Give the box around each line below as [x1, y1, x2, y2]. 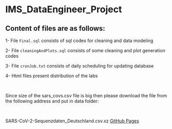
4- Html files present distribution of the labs [5, 73, 98, 79]
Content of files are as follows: [5, 24, 105, 33]
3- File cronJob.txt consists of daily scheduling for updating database [5, 63, 154, 69]
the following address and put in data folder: [5, 98, 99, 104]
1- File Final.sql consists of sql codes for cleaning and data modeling [5, 37, 154, 44]
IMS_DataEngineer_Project [5, 4, 122, 15]
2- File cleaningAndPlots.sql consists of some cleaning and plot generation [5, 48, 165, 53]
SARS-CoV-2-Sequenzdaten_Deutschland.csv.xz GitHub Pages [5, 118, 140, 124]
